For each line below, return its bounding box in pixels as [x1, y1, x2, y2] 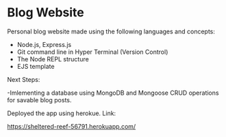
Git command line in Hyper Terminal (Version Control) [16, 48, 168, 56]
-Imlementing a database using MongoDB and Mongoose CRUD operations [7, 89, 219, 97]
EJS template [16, 62, 55, 70]
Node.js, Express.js [16, 40, 72, 48]
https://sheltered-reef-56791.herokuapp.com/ [7, 122, 136, 130]
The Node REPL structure [16, 55, 89, 63]
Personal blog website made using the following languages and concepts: [7, 27, 216, 35]
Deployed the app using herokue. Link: [7, 109, 116, 117]
